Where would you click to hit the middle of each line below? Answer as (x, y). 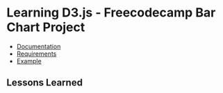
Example (29, 61)
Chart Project (46, 27)
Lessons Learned (44, 83)
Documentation (39, 46)
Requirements (36, 54)
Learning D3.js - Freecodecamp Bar (111, 13)
